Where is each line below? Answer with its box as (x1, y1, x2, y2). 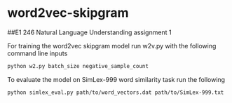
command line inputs (7, 49, 68, 57)
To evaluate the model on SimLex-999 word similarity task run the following (7, 75, 226, 83)
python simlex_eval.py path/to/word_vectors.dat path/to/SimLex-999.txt (7, 89, 224, 96)
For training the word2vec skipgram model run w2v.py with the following (7, 41, 217, 50)
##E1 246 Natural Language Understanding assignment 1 (7, 28, 172, 36)
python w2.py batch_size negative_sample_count (7, 62, 149, 69)
